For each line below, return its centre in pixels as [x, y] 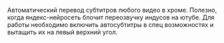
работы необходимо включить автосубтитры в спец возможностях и [111, 25]
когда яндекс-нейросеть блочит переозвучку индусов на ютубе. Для [111, 17]
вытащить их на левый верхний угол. [62, 32]
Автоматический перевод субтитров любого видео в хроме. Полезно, [112, 10]
